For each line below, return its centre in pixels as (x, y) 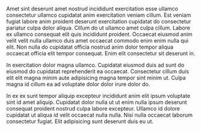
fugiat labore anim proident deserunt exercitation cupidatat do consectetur (99, 21)
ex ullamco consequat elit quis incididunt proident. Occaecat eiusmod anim (99, 34)
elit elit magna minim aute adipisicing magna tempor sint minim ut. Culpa (96, 78)
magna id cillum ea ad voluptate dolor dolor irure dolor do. (78, 84)
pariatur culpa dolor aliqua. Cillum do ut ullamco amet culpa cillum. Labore (98, 28)
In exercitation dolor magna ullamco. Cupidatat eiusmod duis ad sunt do (95, 65)
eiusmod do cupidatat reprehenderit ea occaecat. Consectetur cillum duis (98, 71)
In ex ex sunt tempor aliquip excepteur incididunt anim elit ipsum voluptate (98, 96)
